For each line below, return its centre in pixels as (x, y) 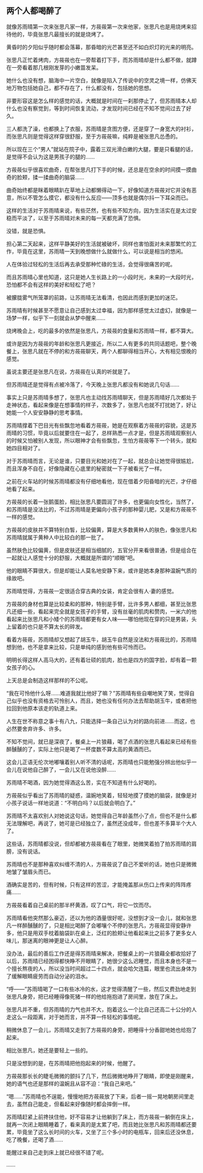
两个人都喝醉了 (34, 11)
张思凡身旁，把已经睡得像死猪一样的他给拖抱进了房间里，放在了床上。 (94, 996)
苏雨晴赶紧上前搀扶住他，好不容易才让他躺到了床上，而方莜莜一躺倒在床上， (101, 1117)
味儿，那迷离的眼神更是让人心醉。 (49, 941)
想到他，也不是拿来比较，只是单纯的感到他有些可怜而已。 (78, 647)
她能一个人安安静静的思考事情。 (46, 412)
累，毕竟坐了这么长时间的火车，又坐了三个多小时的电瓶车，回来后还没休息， (101, 1132)
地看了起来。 (22, 488)
